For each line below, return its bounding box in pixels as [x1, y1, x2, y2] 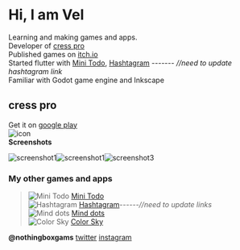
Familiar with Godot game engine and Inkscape [8, 75, 165, 85]
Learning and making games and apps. [8, 32, 138, 42]
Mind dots [71, 208, 105, 219]
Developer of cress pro [8, 40, 85, 50]
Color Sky [70, 217, 104, 227]
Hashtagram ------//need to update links [79, 200, 212, 210]
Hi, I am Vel [8, 6, 85, 24]
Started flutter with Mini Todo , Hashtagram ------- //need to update [8, 58, 232, 68]
